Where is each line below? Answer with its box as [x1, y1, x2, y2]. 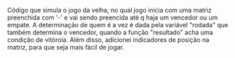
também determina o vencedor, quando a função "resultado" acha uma [7, 28, 213, 36]
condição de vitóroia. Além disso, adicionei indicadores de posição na [7, 36, 210, 44]
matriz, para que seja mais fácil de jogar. [7, 43, 125, 51]
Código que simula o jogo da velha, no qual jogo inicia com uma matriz [7, 6, 212, 14]
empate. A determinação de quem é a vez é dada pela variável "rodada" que [7, 21, 229, 29]
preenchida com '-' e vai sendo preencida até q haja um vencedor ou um [7, 13, 218, 22]
